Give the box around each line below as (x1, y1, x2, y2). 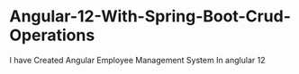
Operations (9, 25, 95, 45)
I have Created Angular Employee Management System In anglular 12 (9, 54, 266, 65)
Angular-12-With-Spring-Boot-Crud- (9, 6, 291, 27)
